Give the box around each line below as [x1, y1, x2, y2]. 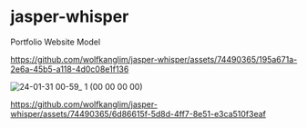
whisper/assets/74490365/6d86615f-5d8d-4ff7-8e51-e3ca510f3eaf [10, 108, 267, 119]
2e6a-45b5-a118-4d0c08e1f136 [10, 64, 129, 74]
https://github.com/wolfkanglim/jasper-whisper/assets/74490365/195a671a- [10, 54, 298, 64]
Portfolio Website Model [10, 36, 101, 47]
